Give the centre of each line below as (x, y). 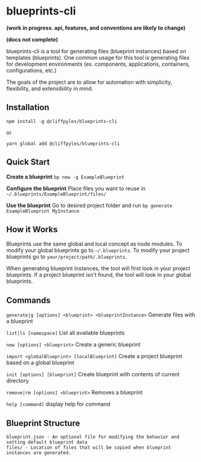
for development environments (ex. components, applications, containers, (98, 64)
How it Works (32, 229)
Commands (29, 300)
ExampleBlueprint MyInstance (43, 211)
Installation (28, 108)
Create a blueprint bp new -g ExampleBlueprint (65, 177)
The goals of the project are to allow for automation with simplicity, (89, 82)
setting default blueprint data (47, 442)
